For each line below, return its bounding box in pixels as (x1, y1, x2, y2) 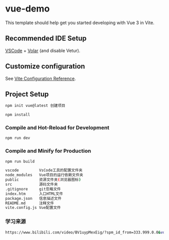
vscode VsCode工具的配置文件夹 (5, 168, 83, 173)
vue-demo (5, 3, 50, 15)
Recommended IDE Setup (5, 34, 87, 43)
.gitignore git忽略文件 (5, 186, 61, 191)
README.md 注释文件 (5, 200, 54, 206)
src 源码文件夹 (5, 182, 58, 187)
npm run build (5, 159, 35, 164)
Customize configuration (5, 62, 86, 71)
